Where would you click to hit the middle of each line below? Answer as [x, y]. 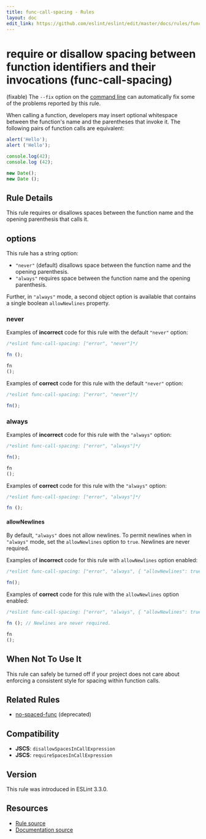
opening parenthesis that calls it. [48, 219]
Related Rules [33, 699]
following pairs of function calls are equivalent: [65, 128]
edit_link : [20, 23]
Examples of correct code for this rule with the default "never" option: [95, 383]
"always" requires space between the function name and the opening [103, 278]
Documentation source [44, 830]
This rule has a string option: [42, 253]
